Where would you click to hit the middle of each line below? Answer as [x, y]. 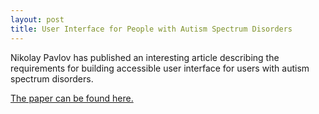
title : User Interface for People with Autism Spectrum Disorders [151, 29]
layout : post [37, 19]
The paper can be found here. [72, 98]
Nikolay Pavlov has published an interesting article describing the [145, 57]
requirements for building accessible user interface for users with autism [160, 68]
